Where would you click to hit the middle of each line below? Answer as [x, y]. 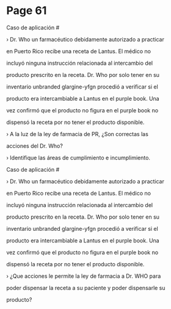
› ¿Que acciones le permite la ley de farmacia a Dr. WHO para [84, 276]
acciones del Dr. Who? [35, 146]
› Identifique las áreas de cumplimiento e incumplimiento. [78, 158]
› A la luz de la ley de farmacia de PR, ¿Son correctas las [77, 134]
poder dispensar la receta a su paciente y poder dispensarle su [86, 288]
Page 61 [27, 11]
